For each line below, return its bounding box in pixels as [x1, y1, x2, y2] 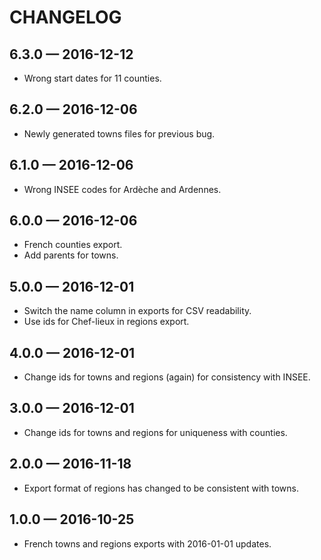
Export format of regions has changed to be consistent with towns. [23, 482, 299, 494]
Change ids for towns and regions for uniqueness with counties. [23, 426, 288, 438]
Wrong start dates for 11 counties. [23, 72, 162, 84]
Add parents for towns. [23, 249, 119, 261]
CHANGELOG [9, 6, 122, 29]
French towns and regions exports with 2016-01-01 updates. [23, 537, 272, 550]
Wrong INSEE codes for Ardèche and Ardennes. [23, 183, 222, 195]
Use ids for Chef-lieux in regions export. [23, 316, 190, 328]
